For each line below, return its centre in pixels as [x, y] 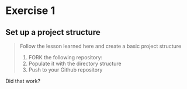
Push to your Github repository [65, 70]
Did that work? [23, 81]
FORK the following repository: [65, 57]
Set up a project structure [53, 32]
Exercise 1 [30, 11]
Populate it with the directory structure [75, 63]
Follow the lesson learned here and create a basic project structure [101, 46]
